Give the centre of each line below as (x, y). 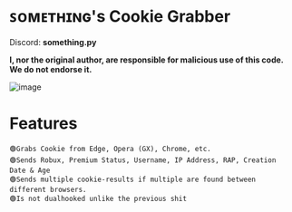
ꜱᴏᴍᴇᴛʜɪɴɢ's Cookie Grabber (120, 17)
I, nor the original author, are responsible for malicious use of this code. (146, 60)
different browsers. (49, 189)
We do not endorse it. (51, 69)
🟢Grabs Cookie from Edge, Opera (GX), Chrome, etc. (110, 149)
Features (44, 124)
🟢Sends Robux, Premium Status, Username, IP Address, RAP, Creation (143, 160)
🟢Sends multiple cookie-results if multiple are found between (133, 179)
